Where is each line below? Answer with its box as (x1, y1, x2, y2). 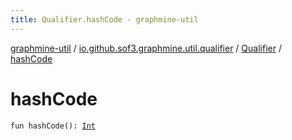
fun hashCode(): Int (10, 121, 97, 131)
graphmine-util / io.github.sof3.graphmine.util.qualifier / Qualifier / (10, 42, 282, 54)
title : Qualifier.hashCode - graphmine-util (10, 14, 199, 25)
